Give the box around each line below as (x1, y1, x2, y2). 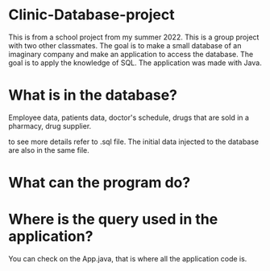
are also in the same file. (8, 145, 90, 154)
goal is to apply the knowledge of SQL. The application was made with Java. (8, 58, 262, 68)
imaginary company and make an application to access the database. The (8, 49, 254, 59)
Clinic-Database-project (8, 6, 175, 24)
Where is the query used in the (8, 211, 218, 228)
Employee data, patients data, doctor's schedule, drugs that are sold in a (8, 113, 250, 122)
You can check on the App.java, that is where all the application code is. (8, 254, 247, 263)
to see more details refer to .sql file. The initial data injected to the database (8, 137, 260, 146)
